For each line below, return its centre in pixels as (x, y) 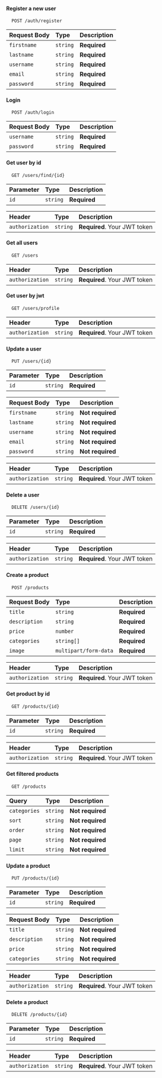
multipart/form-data (85, 650)
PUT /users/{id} (31, 361)
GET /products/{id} (36, 706)
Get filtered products (33, 774)
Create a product (28, 575)
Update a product (28, 866)
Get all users (22, 243)
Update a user (24, 349)
